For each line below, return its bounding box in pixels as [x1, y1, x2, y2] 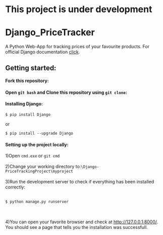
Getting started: [5, 63, 57, 72]
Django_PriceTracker [5, 27, 95, 38]
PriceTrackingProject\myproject [5, 169, 73, 174]
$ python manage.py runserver [5, 199, 69, 205]
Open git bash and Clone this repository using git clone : [5, 89, 127, 95]
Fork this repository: [5, 77, 49, 84]
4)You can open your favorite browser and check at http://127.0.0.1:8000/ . [5, 219, 158, 225]
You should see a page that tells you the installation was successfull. [5, 224, 148, 230]
